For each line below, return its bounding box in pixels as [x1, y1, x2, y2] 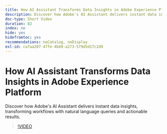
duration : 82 [5, 21, 32, 26]
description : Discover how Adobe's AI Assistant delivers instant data [5, 12, 157, 17]
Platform [5, 86, 42, 98]
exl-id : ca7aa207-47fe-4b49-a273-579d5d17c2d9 [5, 44, 103, 49]
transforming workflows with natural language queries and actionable [5, 108, 148, 114]
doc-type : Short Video [5, 16, 52, 21]
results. [5, 114, 21, 120]
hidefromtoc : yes [5, 35, 41, 40]
